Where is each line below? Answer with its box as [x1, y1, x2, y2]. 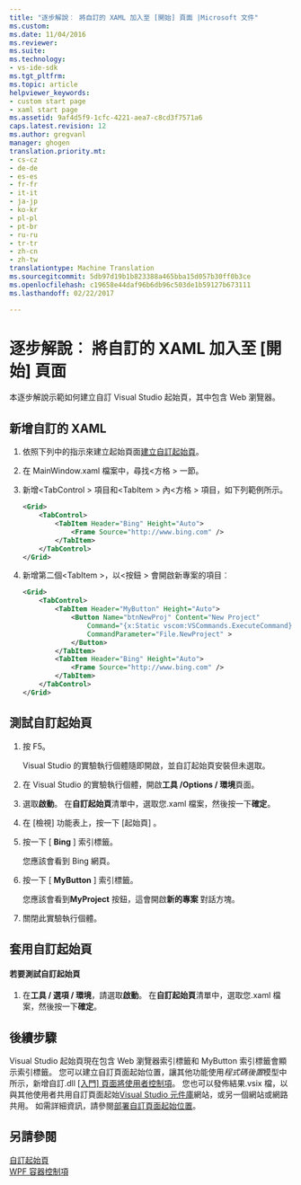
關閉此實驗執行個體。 [22, 913, 102, 924]
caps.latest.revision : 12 [9, 122, 106, 131]
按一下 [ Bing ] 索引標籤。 [22, 836, 119, 847]
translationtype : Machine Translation [9, 264, 155, 273]
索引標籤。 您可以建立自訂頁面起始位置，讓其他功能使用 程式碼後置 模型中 [16, 1066, 288, 1077]
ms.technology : [9, 55, 66, 64]
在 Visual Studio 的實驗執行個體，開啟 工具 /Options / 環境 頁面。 [22, 779, 260, 790]
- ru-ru [9, 230, 39, 239]
